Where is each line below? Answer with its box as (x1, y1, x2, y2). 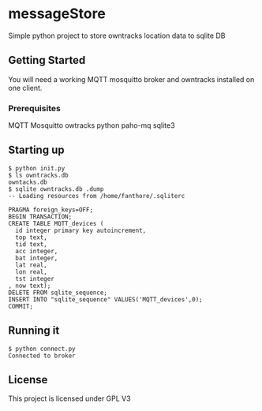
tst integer (15, 275, 55, 282)
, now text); (8, 282, 51, 290)
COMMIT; (8, 302, 34, 310)
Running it (8, 324, 60, 338)
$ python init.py (8, 164, 65, 172)
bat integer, (15, 254, 58, 262)
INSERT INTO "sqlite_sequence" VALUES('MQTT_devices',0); (8, 295, 203, 304)
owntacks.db (8, 178, 47, 186)
